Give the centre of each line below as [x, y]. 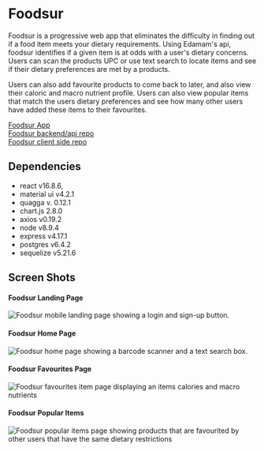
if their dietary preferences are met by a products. [89, 69]
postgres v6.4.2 [45, 244]
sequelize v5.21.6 [48, 253]
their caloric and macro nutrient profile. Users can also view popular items [128, 92]
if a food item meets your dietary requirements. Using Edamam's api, [120, 43]
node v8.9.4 [39, 227]
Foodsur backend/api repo [51, 133]
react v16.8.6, [41, 186]
